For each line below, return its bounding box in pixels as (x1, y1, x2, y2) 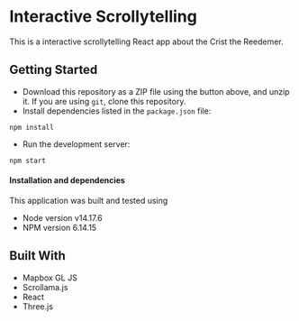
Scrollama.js (22, 281, 68, 292)
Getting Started (9, 62, 98, 78)
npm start (9, 156, 47, 165)
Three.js (22, 300, 54, 312)
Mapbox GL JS (22, 272, 78, 283)
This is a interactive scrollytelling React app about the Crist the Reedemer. (9, 36, 284, 47)
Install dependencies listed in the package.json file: (22, 105, 212, 116)
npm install (9, 123, 54, 132)
